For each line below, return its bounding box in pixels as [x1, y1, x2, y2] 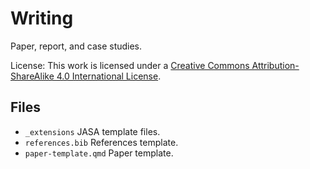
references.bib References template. [24, 136, 179, 148]
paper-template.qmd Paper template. [24, 147, 174, 159]
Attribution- [251, 59, 300, 71]
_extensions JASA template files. [24, 125, 161, 137]
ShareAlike [10, 70, 55, 82]
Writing [10, 7, 74, 30]
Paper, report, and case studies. [10, 40, 143, 52]
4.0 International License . [56, 70, 162, 82]
